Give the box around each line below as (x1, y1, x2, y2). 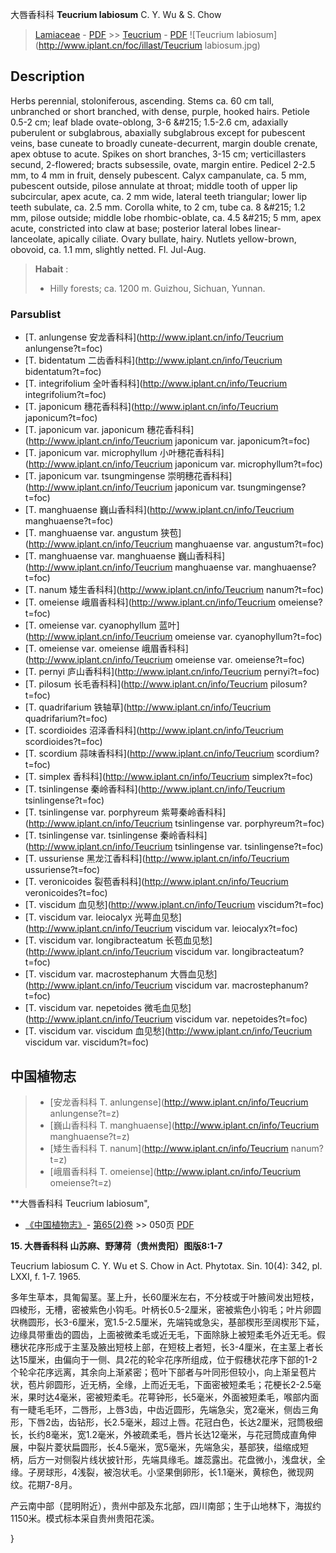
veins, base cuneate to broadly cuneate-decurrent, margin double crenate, (10, 137, 318, 149)
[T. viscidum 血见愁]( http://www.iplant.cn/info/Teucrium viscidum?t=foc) (24, 899, 325, 911)
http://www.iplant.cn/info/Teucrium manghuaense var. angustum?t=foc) (28, 538, 325, 550)
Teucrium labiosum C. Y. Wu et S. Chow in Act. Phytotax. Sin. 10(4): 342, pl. (10, 1259, 323, 1272)
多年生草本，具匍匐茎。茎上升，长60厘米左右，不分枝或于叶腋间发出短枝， (10, 1291, 320, 1303)
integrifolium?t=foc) (24, 389, 107, 401)
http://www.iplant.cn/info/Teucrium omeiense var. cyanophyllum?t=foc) (28, 631, 323, 643)
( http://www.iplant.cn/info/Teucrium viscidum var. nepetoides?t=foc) (24, 1013, 308, 1025)
